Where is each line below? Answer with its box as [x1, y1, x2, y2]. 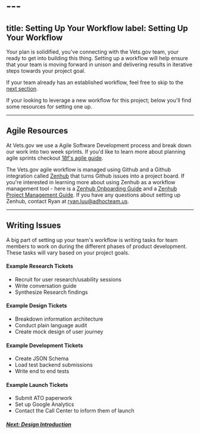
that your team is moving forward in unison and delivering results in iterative [6, 61, 192, 68]
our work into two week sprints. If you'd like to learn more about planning [6, 148, 186, 155]
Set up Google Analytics [14, 401, 74, 408]
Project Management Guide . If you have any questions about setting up [6, 191, 181, 199]
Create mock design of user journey [14, 328, 104, 336]
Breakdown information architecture [14, 315, 104, 323]
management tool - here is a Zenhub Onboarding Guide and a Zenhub [6, 185, 177, 192]
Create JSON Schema [14, 355, 69, 362]
